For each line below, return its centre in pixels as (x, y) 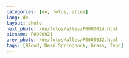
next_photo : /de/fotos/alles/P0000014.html (62, 29)
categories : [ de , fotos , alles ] (47, 12)
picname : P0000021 (30, 34)
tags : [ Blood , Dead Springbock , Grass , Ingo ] (65, 46)
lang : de (17, 18)
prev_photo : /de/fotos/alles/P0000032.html (62, 40)
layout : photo (24, 23)
